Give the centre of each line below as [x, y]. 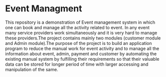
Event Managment [44, 9]
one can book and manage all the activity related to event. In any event [77, 27]
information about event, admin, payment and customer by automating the [81, 54]
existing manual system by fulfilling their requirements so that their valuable [82, 59]
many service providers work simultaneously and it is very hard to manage [81, 33]
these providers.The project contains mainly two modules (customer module [83, 38]
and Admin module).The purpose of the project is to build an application [79, 43]
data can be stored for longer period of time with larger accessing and [77, 64]
